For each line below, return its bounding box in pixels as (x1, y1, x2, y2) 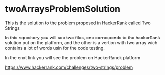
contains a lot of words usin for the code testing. (5, 45, 105, 51)
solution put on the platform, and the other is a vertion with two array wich (5, 39, 158, 45)
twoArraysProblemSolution (5, 3, 121, 15)
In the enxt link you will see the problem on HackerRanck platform (5, 54, 141, 60)
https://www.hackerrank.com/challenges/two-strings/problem (5, 64, 133, 70)
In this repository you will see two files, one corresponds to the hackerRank (5, 35, 160, 40)
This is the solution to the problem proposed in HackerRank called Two (5, 20, 151, 26)
